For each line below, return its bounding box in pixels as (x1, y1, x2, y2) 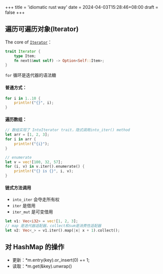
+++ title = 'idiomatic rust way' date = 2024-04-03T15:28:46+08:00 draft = (5, 4, 159, 10)
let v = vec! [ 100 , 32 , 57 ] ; (5, 159, 63, 165)
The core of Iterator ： (5, 39, 52, 45)
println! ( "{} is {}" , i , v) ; (14, 169, 74, 174)
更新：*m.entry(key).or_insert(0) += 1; (12, 257, 90, 263)
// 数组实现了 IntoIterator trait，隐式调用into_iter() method (5, 128, 130, 133)
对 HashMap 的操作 (5, 243, 65, 251)
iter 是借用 (12, 203, 36, 209)
